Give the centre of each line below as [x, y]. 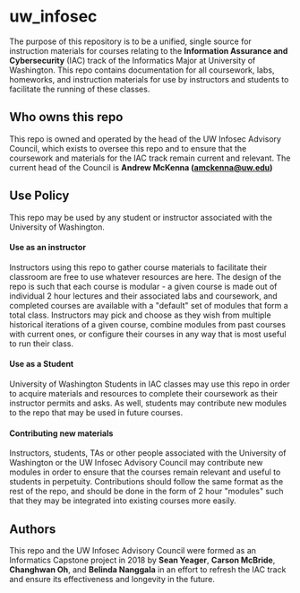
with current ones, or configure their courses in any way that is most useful [148, 334]
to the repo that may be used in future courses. [96, 412]
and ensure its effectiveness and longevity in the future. [112, 579]
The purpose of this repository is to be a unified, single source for [131, 41]
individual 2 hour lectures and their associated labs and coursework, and [143, 296]
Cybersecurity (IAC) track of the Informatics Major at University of [133, 60]
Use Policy [39, 196]
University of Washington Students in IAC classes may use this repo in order [150, 384]
